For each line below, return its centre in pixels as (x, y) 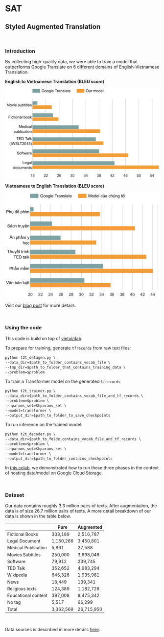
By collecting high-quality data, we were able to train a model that (71, 62)
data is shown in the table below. (38, 516)
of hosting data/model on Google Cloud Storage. (54, 473)
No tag (14, 602)
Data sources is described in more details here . (53, 630)
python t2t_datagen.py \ (30, 357)
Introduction (20, 51)
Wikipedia (17, 575)
